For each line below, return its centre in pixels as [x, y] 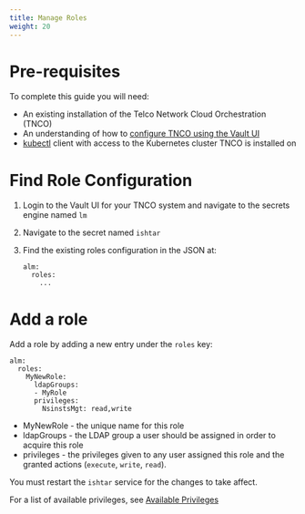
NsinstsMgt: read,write [87, 409]
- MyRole [50, 393]
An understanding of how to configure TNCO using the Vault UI [141, 134]
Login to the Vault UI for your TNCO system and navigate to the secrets [156, 205]
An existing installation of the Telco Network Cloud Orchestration [144, 114]
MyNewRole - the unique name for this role [103, 426]
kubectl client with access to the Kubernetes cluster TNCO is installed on [159, 143]
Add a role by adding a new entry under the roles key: [111, 344]
